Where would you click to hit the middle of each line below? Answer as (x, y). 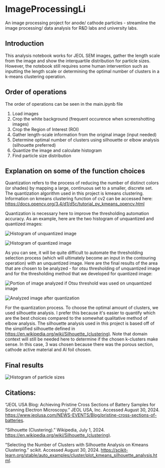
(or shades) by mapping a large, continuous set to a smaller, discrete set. (79, 188)
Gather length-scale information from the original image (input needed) (84, 134)
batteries (14, 420)
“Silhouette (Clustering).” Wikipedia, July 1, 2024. (55, 430)
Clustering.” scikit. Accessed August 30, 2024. (52, 450)
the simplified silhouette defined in (40, 329)
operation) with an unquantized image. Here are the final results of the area (82, 263)
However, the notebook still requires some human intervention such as (77, 66)
